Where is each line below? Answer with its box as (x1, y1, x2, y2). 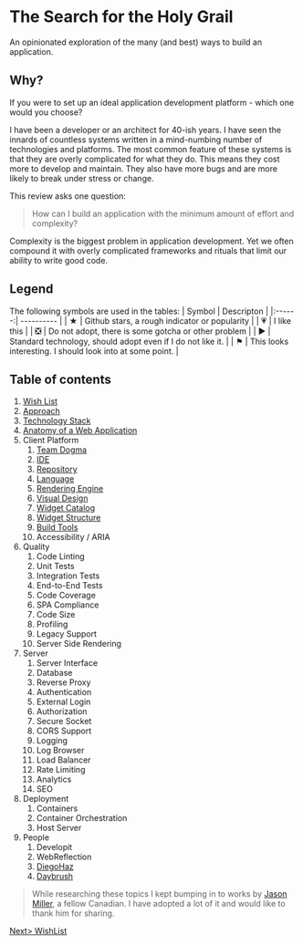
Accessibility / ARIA (36, 532, 111, 543)
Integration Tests (36, 570, 100, 581)
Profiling (36, 618, 68, 630)
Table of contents (9, 371, 111, 387)
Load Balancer (36, 754, 91, 765)
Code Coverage (36, 590, 96, 601)
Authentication (36, 687, 92, 698)
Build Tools (36, 522, 78, 533)
